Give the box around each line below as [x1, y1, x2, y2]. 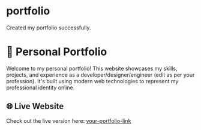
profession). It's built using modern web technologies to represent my [6, 77, 179, 84]
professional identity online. [6, 84, 75, 91]
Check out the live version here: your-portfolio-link [6, 117, 131, 124]
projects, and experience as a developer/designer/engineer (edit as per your [6, 71, 195, 78]
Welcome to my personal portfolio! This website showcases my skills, [6, 65, 178, 72]
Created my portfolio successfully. [6, 24, 91, 31]
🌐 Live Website [6, 101, 64, 111]
